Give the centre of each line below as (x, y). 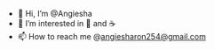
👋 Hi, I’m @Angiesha (55, 14)
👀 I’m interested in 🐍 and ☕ (67, 23)
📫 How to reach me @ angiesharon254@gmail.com (111, 36)
